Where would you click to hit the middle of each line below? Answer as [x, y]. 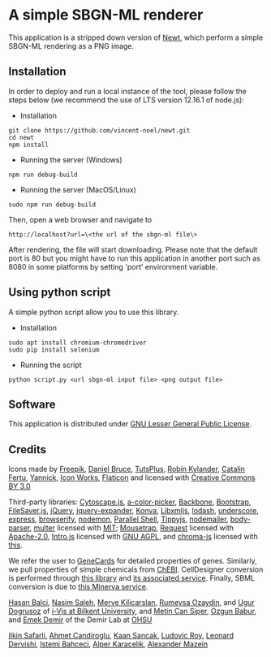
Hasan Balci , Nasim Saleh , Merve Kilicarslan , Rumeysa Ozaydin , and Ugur [132, 603]
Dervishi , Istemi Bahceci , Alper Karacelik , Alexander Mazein [108, 644]
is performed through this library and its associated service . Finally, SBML [132, 578]
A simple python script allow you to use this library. [94, 312]
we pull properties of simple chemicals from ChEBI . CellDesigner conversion [136, 569]
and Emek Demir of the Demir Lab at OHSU [80, 620]
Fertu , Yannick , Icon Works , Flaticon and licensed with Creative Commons [132, 478]
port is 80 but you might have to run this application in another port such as [135, 258]
